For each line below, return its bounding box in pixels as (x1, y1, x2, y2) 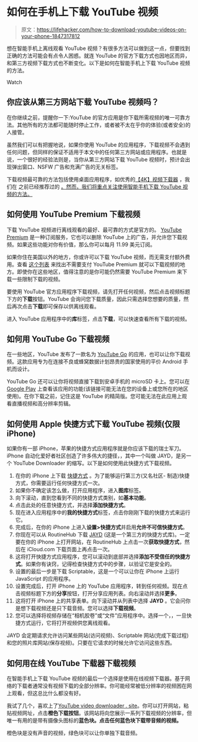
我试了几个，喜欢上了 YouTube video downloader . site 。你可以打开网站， (6, 702, 184, 709)
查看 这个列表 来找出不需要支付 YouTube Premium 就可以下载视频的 (16, 260, 180, 268)
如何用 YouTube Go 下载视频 (6, 334, 110, 344)
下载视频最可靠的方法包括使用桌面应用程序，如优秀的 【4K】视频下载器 (6, 175, 179, 183)
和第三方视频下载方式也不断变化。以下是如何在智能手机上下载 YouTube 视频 (6, 59, 190, 67)
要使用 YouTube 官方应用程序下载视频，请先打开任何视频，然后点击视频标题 (6, 288, 190, 295)
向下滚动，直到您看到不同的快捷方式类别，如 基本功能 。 (15, 494, 149, 501)
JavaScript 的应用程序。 (15, 575, 74, 582)
